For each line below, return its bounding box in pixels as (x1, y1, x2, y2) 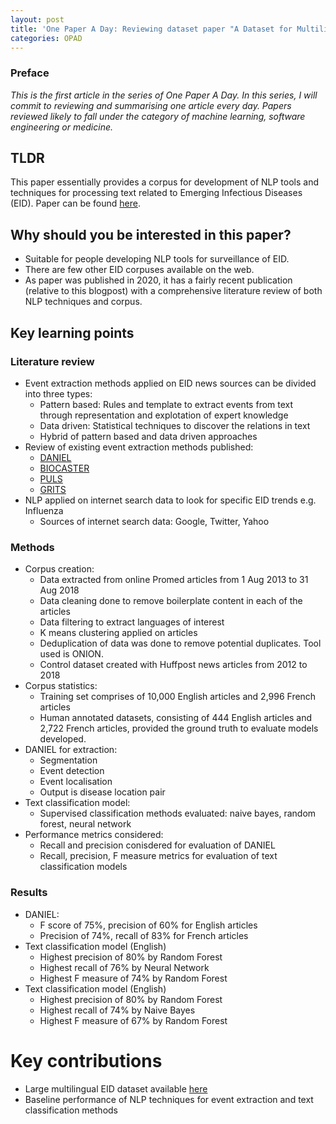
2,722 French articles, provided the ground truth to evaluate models (39, 722, 319, 735)
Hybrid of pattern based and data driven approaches (39, 430, 258, 442)
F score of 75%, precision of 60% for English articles (39, 919, 258, 931)
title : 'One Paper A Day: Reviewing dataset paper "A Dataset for (10, 24, 293, 34)
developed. (39, 733, 87, 745)
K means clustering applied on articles (39, 627, 198, 639)
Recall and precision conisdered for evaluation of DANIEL (39, 839, 276, 851)
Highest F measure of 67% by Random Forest (39, 1014, 228, 1026)
